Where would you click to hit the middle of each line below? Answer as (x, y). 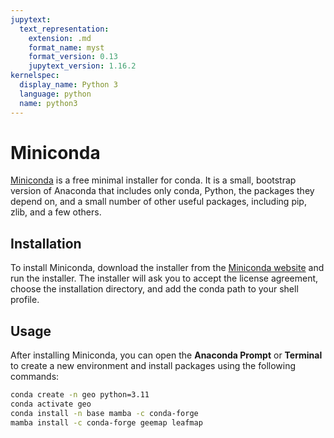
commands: (35, 377)
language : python (55, 94)
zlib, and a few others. (56, 212)
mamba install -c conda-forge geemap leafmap (106, 422)
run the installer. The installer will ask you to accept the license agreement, (164, 278)
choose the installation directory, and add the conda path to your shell (154, 289)
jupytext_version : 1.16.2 (82, 66)
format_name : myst (66, 47)
